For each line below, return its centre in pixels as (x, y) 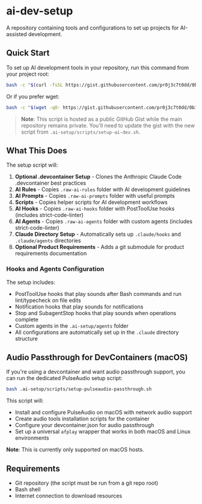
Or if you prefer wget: (33, 96)
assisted (17, 34)
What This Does (37, 151)
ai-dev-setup (40, 11)
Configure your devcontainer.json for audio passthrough (84, 425)
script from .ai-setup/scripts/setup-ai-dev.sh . (81, 132)
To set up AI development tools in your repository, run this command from (98, 67)
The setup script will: (32, 165)
